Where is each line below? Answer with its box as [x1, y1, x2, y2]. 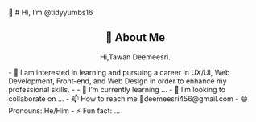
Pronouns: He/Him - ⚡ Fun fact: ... [8, 105, 121, 116]
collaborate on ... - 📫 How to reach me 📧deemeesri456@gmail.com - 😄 [8, 93, 248, 104]
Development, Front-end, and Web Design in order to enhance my [8, 76, 227, 86]
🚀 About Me [105, 31, 166, 44]
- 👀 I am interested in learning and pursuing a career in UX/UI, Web [8, 67, 230, 77]
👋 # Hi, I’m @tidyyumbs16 [8, 8, 93, 17]
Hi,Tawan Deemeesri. [100, 52, 171, 62]
